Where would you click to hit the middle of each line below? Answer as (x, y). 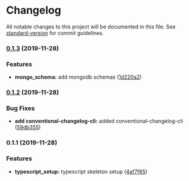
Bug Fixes (21, 108)
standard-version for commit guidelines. (55, 33)
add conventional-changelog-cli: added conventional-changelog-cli (99, 121)
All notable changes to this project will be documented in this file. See (91, 27)
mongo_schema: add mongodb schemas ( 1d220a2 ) (78, 77)
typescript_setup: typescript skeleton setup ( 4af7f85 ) (81, 172)
